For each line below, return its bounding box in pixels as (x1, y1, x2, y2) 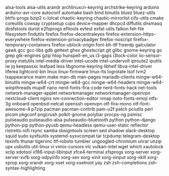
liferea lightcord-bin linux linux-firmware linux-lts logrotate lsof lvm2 (5, 69, 147, 75)
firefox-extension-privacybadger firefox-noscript (31, 36, 132, 42)
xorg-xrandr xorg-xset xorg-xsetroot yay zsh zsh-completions (18, 160, 147, 165)
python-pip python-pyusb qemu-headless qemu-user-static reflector (5, 122, 148, 128)
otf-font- (132, 101, 151, 106)
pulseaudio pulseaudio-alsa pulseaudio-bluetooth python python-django (5, 117, 156, 123)
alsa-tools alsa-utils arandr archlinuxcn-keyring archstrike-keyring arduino (5, 5, 159, 10)
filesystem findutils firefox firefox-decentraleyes (5, 31, 105, 37)
